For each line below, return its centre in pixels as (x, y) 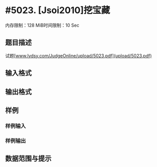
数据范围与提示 (28, 159)
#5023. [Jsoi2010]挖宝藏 (58, 10)
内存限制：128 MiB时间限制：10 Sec (42, 25)
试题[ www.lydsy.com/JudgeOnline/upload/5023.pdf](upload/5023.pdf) (78, 55)
